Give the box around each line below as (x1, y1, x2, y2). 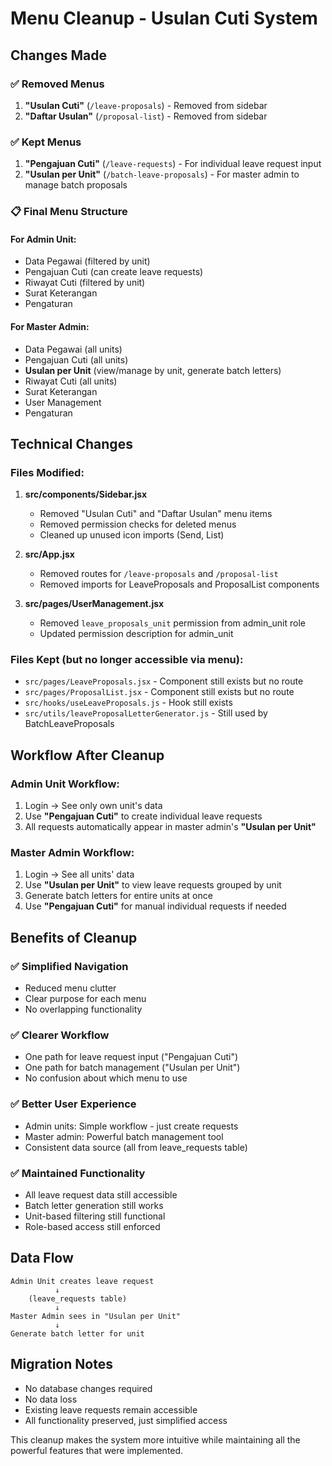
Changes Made (10, 47, 107, 64)
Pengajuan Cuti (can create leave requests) (24, 266, 204, 278)
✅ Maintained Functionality (10, 1166, 146, 1180)
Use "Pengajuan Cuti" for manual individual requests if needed (24, 900, 287, 912)
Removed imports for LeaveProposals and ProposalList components (39, 578, 320, 591)
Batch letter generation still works (24, 1200, 164, 1212)
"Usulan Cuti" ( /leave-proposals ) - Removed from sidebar (24, 99, 268, 111)
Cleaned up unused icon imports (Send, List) (39, 529, 225, 541)
